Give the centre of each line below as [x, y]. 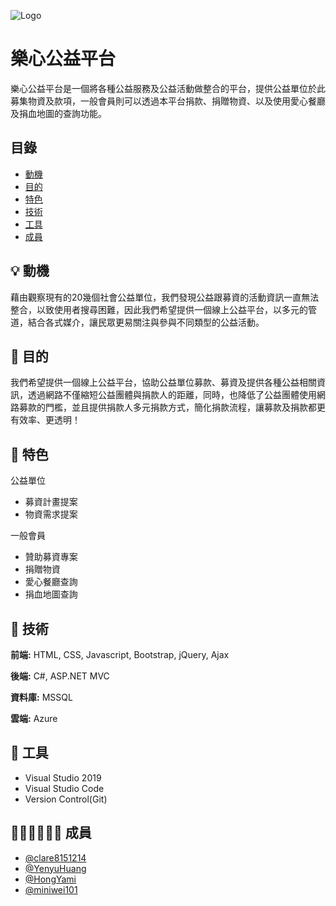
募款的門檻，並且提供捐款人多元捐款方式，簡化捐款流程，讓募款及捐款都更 [172, 407]
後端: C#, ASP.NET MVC [60, 676]
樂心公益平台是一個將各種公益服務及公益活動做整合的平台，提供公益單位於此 [168, 88]
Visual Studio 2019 [63, 777]
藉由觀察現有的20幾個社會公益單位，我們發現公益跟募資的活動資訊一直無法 [165, 297]
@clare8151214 [55, 857]
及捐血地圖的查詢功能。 [58, 113]
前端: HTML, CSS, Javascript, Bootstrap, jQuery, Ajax [120, 654]
